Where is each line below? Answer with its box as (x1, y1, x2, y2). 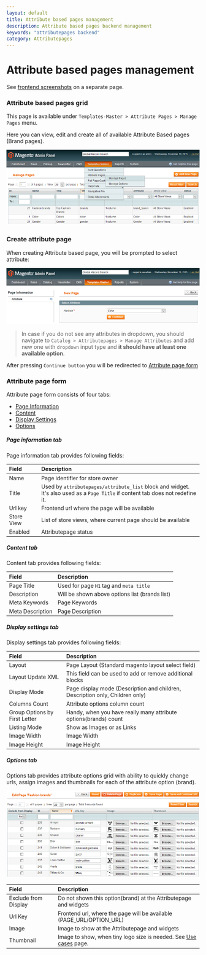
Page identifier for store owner (41, 474, 118, 481)
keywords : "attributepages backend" (6, 29, 100, 36)
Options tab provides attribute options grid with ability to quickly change (6, 772, 189, 779)
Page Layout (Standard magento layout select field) (66, 661, 196, 669)
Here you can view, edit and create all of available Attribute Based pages (6, 131, 190, 138)
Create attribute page (6, 235, 72, 244)
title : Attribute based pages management (6, 16, 114, 23)
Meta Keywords (9, 599, 49, 606)
